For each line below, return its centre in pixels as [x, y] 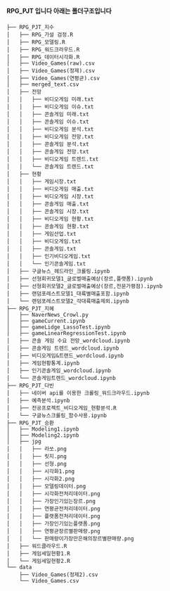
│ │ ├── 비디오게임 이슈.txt [50, 107]
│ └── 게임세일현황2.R [39, 561]
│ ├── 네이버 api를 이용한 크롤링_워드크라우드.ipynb [78, 393]
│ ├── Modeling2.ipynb [43, 436]
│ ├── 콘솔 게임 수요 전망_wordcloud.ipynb [68, 341]
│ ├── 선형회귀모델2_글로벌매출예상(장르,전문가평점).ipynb [85, 286]
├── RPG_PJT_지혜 [30, 309]
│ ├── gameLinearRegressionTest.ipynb [67, 333]
